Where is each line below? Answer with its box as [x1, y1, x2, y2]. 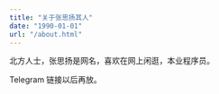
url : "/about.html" [9, 30, 83, 38]
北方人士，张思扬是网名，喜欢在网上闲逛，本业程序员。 [9, 56, 214, 66]
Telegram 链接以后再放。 [9, 74, 102, 85]
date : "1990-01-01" [9, 21, 83, 30]
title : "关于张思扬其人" [9, 13, 93, 22]
